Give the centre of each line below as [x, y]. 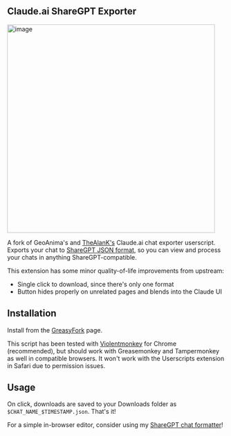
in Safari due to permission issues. [56, 366]
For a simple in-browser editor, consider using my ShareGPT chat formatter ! [115, 425]
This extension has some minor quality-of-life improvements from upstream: [116, 271]
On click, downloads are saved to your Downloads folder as [92, 404]
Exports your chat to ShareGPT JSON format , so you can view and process [114, 250]
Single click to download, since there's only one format [95, 284]
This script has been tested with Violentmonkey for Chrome [92, 344]
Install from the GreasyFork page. [55, 330]
